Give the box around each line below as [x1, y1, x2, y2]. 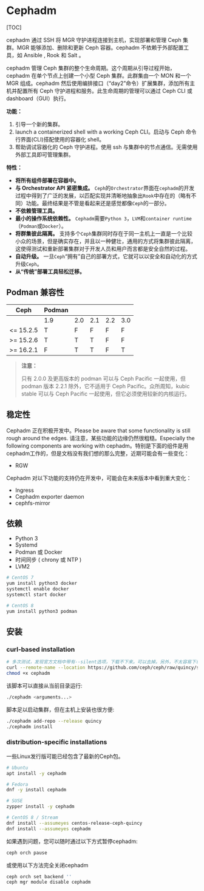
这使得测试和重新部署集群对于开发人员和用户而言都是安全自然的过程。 [15, 245, 191, 252]
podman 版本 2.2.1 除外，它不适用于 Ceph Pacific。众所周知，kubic [21, 382, 190, 389]
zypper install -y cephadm [6, 804, 75, 810]
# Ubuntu [6, 765, 29, 771]
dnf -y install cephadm [6, 787, 67, 793]
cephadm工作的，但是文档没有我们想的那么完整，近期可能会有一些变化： [6, 449, 189, 457]
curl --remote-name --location [6, 664, 86, 671]
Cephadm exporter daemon [15, 493, 84, 500]
